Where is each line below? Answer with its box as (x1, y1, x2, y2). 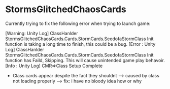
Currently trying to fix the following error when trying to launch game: (5, 20, 151, 26)
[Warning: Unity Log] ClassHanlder (5, 30, 78, 36)
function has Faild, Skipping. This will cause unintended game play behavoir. (5, 57, 165, 63)
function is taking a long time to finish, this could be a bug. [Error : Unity (5, 41, 156, 47)
